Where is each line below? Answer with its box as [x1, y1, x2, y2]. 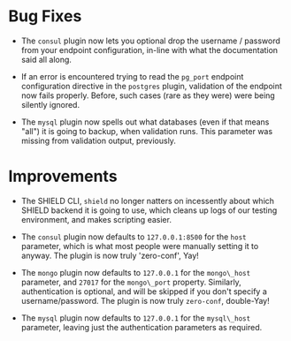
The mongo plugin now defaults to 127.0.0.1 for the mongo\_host [20, 267, 251, 277]
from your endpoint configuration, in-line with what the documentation [20, 44, 279, 55]
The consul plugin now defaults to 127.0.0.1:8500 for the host [20, 231, 247, 242]
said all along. [20, 54, 73, 64]
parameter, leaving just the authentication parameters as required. [20, 322, 263, 332]
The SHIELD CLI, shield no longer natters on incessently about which [20, 195, 275, 206]
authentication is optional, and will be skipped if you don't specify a [20, 285, 267, 297]
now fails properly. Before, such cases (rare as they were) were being [20, 90, 275, 101]
